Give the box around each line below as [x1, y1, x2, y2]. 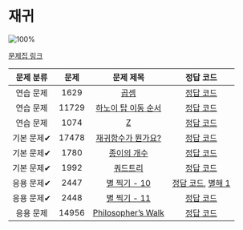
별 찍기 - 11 [106, 192, 151, 204]
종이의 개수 [108, 147, 148, 159]
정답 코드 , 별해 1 [172, 177, 231, 188]
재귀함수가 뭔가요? [95, 132, 162, 143]
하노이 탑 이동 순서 [95, 102, 162, 113]
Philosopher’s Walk [92, 207, 164, 218]
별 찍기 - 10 [106, 177, 151, 188]
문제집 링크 [8, 50, 43, 60]
